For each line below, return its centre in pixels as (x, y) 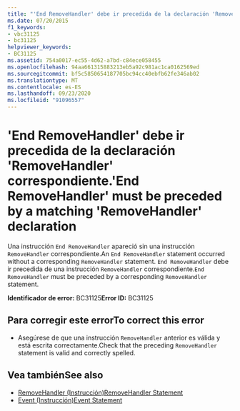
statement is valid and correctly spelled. (76, 352)
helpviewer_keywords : (40, 47)
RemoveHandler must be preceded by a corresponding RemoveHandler (107, 276)
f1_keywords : (27, 27)
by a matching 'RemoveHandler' (105, 212)
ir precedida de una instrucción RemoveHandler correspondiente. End (106, 269)
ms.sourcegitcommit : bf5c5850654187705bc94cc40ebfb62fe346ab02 (104, 73)
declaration (42, 227)
